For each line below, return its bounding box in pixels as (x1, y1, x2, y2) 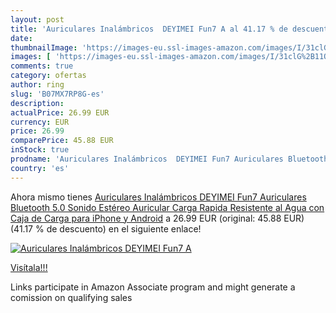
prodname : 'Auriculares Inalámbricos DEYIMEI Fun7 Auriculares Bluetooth (10, 154, 329, 164)
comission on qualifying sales (10, 291, 133, 303)
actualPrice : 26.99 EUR (10, 107, 110, 118)
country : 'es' (10, 163, 70, 173)
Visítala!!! (10, 261, 48, 273)
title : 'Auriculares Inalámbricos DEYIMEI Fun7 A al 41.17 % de (10, 24, 288, 34)
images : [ (10, 52, 52, 62)
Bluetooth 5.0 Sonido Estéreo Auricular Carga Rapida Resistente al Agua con (10, 201, 325, 213)
